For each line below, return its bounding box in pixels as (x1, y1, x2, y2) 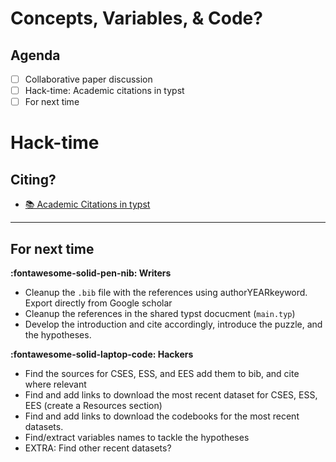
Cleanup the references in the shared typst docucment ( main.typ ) (24, 308, 296, 319)
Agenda (10, 47, 61, 64)
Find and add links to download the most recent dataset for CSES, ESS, (24, 389, 318, 401)
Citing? (10, 171, 57, 188)
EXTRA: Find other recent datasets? (24, 442, 172, 454)
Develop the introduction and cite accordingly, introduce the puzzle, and (24, 318, 323, 330)
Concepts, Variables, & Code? (10, 7, 263, 30)
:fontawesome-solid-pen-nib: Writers (10, 267, 172, 279)
